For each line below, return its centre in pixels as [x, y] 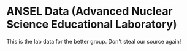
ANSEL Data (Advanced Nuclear [90, 11]
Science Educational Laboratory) [92, 24]
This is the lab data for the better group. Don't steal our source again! [94, 41]
